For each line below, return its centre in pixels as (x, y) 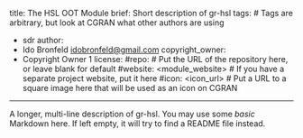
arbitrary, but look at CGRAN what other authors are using (117, 23)
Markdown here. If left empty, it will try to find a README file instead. (138, 124)
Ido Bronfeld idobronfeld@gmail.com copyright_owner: (124, 50)
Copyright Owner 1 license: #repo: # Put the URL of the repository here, (155, 59)
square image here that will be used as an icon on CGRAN (130, 88)
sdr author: (43, 40)
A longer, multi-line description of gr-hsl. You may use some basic (132, 114)
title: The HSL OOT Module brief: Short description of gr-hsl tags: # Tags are (151, 13)
